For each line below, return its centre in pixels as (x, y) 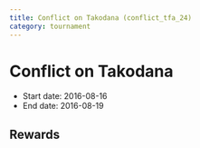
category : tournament (50, 26)
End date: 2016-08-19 (63, 106)
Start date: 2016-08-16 (65, 96)
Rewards (35, 134)
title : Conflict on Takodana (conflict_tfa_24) (101, 18)
